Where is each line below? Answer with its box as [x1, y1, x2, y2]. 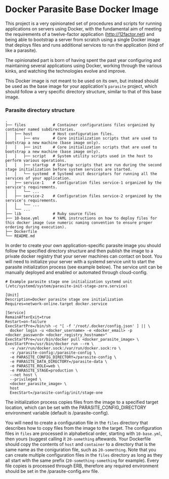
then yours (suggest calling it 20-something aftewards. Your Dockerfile [5, 436, 151, 442]
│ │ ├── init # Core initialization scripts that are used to [5, 145, 157, 150]
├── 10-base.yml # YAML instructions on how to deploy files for [5, 216, 157, 221]
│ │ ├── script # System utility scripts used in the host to [5, 154, 153, 159]
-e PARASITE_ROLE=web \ [10, 364, 60, 369]
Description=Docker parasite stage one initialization [5, 297, 123, 302]
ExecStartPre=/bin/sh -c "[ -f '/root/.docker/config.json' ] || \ [5, 324, 151, 329]
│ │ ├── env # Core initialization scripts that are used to [5, 136, 157, 141]
